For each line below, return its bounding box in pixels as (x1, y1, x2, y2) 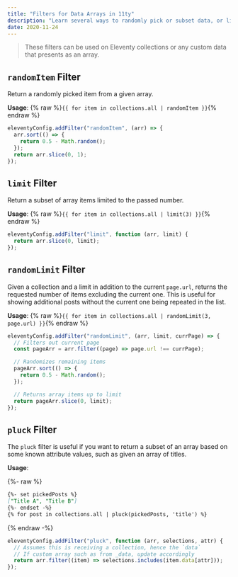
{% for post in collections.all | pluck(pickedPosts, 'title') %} (7, 510, 208, 518)
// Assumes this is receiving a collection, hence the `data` (13, 544, 201, 551)
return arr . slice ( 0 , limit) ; (13, 238, 100, 245)
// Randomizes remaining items (13, 358, 106, 365)
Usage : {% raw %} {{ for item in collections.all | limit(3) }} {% (7, 210, 210, 218)
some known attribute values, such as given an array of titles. (7, 450, 187, 459)
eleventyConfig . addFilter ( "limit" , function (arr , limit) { (7, 231, 189, 238)
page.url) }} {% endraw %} (7, 319, 89, 327)
